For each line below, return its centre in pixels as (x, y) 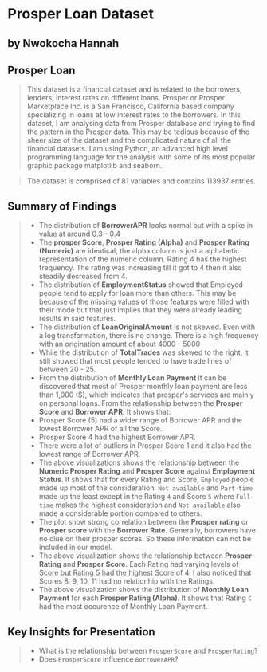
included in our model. (76, 548)
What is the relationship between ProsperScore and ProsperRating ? (148, 651)
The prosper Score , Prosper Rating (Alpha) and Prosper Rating (144, 242)
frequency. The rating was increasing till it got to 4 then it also (140, 268)
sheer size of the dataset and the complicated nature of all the (129, 140)
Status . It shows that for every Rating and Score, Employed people (146, 480)
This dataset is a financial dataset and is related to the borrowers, (134, 89)
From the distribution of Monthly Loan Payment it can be (133, 378)
